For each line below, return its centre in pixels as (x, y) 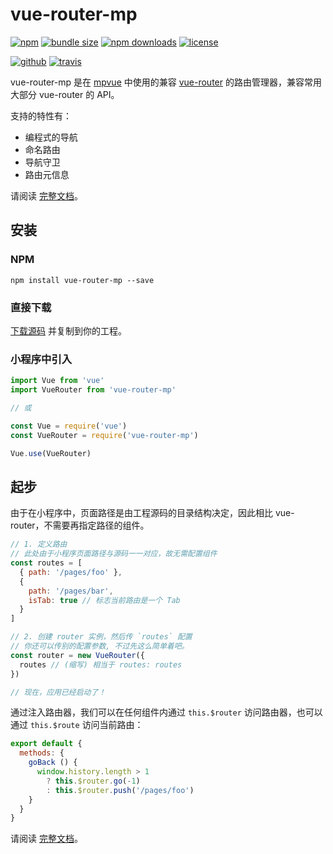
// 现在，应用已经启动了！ (58, 692)
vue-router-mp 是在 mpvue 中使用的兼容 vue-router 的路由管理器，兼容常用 (166, 82)
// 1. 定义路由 (39, 544)
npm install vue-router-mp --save (82, 280)
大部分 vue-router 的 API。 (65, 94)
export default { (46, 744)
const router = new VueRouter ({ (77, 655)
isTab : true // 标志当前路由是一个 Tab (104, 600)
